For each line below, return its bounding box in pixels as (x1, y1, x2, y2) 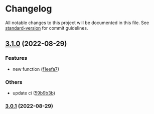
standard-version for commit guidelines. (5, 25, 88, 31)
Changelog (5, 3, 52, 15)
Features (5, 55, 28, 62)
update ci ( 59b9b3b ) (12, 90, 56, 96)
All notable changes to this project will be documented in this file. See (5, 20, 149, 26)
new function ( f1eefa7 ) (12, 66, 59, 72)
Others (5, 78, 23, 85)
